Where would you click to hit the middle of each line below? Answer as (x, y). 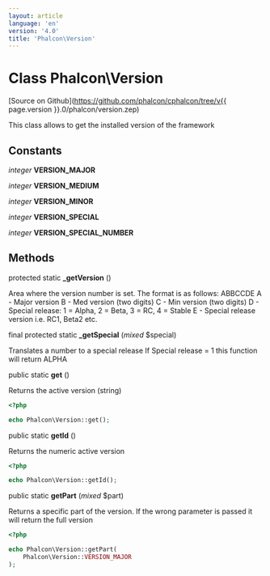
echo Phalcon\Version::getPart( (63, 550)
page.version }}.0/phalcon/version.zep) (74, 109)
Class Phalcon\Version (86, 78)
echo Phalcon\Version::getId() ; (63, 481)
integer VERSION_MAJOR (52, 170)
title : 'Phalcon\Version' (52, 38)
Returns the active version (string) (65, 390)
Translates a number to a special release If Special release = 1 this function (133, 350)
